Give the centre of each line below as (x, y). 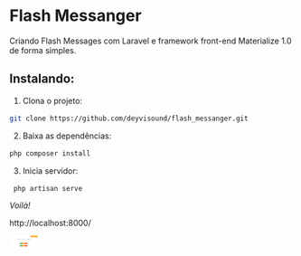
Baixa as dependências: (67, 136)
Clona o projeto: (52, 100)
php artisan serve (48, 188)
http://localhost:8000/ (51, 223)
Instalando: (42, 79)
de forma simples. (43, 50)
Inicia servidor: (50, 171)
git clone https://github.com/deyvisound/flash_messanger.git (129, 119)
